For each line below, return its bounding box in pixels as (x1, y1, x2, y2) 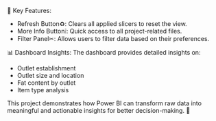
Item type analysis (16, 86, 69, 94)
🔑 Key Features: (7, 7, 52, 14)
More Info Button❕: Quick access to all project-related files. (16, 27, 182, 35)
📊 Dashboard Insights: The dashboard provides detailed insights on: (7, 49, 201, 56)
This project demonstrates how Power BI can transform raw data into (7, 99, 202, 107)
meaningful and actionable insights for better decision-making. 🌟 (7, 107, 191, 114)
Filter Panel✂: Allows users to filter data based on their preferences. (16, 35, 210, 42)
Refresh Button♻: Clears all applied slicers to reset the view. (16, 20, 187, 27)
